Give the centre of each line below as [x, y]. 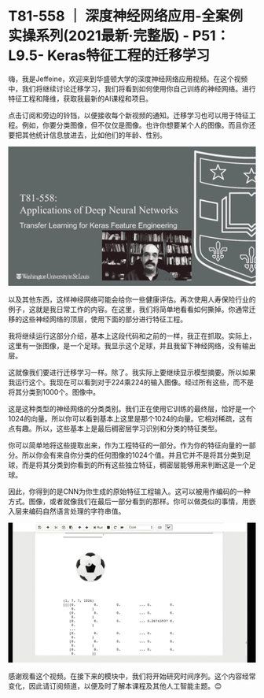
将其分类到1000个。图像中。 [54, 392]
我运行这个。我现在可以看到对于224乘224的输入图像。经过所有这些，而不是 [131, 382]
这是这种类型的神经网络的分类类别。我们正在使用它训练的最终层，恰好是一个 [132, 409]
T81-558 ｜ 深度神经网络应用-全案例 [126, 16]
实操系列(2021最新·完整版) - [99, 36]
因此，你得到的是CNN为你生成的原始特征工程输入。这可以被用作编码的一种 [130, 492]
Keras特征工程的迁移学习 [128, 56]
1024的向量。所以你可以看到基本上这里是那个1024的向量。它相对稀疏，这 [127, 419]
